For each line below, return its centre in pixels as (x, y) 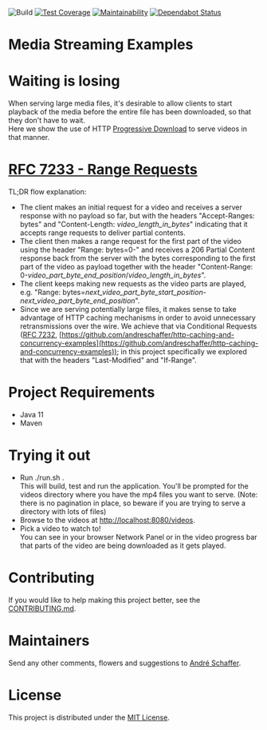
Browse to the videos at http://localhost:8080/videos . (107, 520)
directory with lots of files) (63, 511)
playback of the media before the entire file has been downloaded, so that (130, 112)
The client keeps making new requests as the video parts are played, (133, 284)
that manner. (29, 138)
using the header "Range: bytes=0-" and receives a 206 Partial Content (137, 250)
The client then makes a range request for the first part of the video (130, 241)
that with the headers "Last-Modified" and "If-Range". (108, 361)
